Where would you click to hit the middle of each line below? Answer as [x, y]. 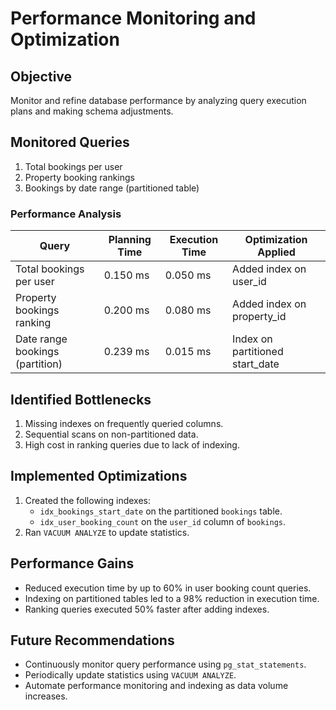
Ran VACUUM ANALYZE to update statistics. [107, 532]
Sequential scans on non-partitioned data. [111, 434]
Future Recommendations [92, 640]
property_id [259, 317]
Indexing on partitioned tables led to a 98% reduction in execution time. [172, 598]
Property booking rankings [80, 177]
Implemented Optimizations [99, 476]
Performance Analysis [66, 214]
